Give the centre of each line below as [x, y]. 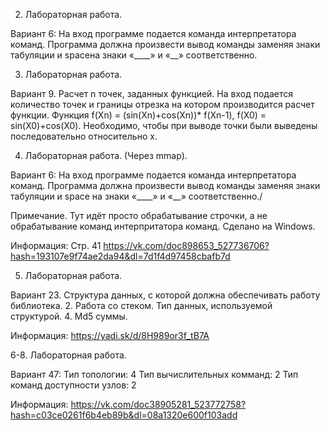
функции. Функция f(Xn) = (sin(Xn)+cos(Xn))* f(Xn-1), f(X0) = [138, 115]
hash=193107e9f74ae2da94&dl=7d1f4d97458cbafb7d [120, 256]
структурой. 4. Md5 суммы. [69, 316]
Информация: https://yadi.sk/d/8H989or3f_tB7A [110, 335]
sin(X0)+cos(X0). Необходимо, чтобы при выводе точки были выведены [164, 125]
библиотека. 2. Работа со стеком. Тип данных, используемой [141, 305]
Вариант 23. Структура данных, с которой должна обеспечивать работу [165, 295]
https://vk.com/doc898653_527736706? [186, 245]
